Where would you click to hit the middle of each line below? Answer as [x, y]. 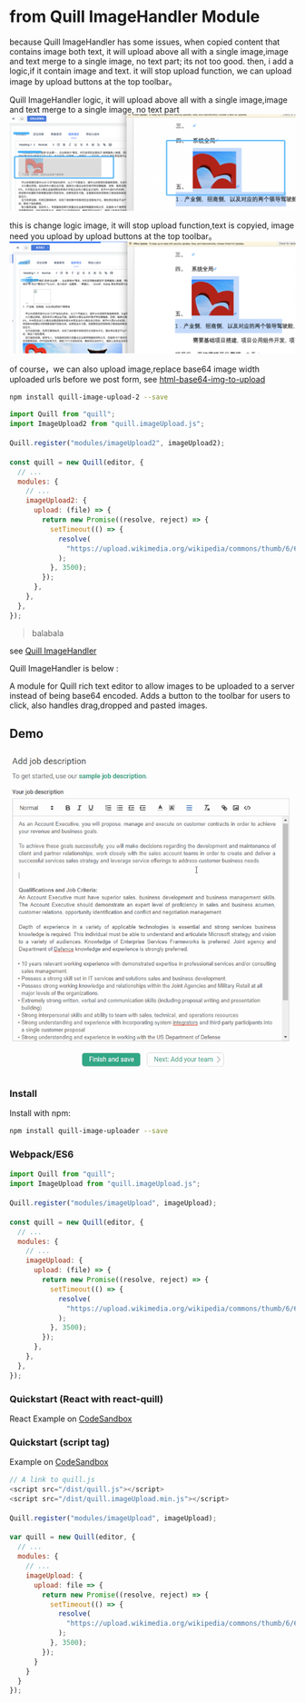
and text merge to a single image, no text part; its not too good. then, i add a [152, 61]
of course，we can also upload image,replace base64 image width [135, 369]
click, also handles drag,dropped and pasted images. [108, 705]
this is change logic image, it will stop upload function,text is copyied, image [152, 225]
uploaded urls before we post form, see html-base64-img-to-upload [138, 379]
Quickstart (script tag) [60, 1442]
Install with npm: [40, 1113]
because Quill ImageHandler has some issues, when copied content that [145, 42]
